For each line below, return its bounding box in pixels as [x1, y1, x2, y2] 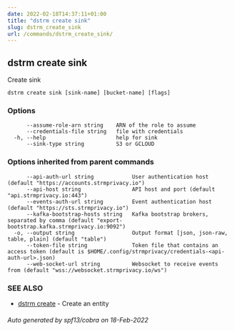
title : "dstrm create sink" [7, 17, 91, 24]
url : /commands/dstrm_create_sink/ [7, 30, 113, 38]
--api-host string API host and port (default [26, 186, 215, 193]
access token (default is [7, 248, 84, 255]
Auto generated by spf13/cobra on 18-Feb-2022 [7, 315, 148, 324]
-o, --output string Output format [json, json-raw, [14, 229, 228, 236]
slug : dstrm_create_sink [7, 23, 81, 31]
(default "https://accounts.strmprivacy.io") [7, 179, 145, 186]
